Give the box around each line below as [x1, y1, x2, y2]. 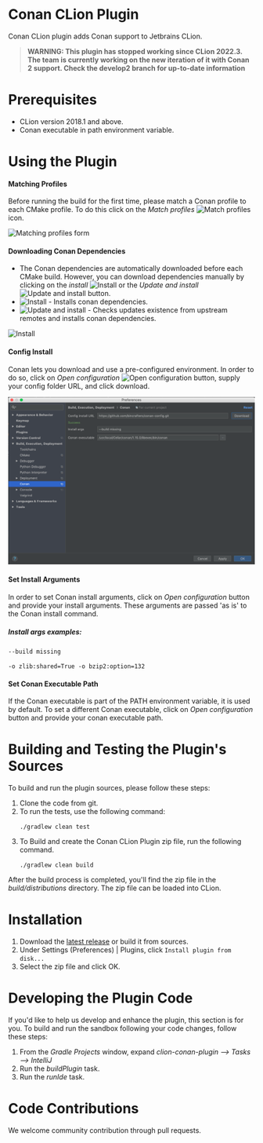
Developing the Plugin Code [8, 989, 193, 1007]
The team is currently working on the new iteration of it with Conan [27, 55, 250, 64]
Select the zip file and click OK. [19, 962, 121, 971]
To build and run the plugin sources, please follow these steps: [8, 783, 211, 793]
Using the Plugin [8, 153, 117, 170]
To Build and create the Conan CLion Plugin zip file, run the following [19, 837, 242, 846]
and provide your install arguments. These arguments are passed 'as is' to [8, 601, 247, 610]
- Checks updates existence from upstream [87, 305, 229, 315]
